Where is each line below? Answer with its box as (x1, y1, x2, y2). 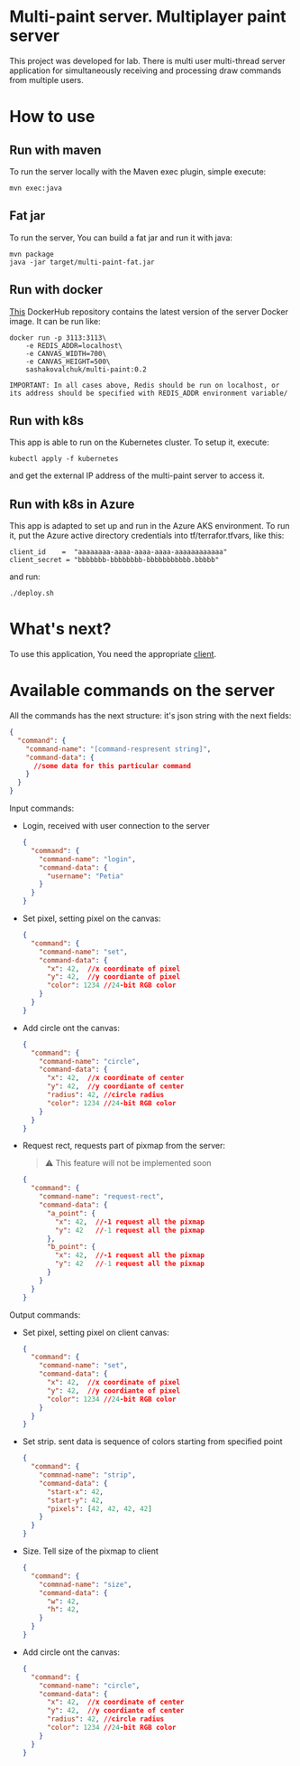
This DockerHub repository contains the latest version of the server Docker (9, 305, 288, 317)
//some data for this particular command (32, 761, 192, 770)
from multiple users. (9, 74, 84, 85)
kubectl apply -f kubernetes (9, 455, 119, 464)
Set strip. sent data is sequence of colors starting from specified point (22, 1436, 283, 1447)
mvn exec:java (9, 183, 63, 193)
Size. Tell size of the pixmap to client (22, 1545, 159, 1556)
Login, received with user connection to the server (22, 821, 210, 831)
